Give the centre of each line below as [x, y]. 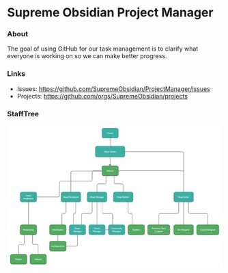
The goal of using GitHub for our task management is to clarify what [103, 49]
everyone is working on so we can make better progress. [87, 56]
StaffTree [23, 114]
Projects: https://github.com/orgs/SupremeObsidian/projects [102, 96]
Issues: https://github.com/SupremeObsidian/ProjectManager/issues [113, 89]
